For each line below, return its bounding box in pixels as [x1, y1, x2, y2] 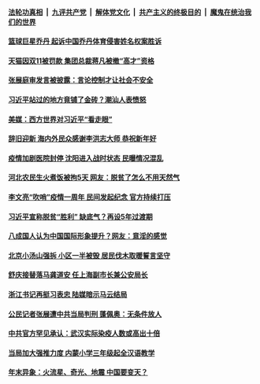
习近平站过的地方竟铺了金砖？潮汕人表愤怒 [8, 94, 147, 104]
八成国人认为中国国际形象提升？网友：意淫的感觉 [8, 231, 167, 241]
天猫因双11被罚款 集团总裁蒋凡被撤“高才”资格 [8, 56, 155, 65]
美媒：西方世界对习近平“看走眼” [8, 114, 113, 124]
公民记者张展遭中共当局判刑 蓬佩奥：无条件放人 [8, 309, 162, 319]
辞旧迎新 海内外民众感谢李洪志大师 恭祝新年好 [8, 134, 157, 143]
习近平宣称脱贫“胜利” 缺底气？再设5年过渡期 [8, 212, 154, 221]
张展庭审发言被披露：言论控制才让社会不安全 [8, 76, 154, 85]
